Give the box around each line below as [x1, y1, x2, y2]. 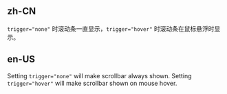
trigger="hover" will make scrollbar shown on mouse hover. [7, 79, 177, 87]
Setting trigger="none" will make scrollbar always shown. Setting [7, 71, 192, 80]
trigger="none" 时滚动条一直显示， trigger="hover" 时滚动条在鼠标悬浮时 [7, 24, 215, 33]
